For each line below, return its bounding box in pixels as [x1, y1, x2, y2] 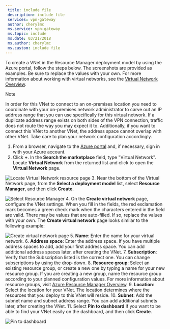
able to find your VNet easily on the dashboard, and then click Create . [5, 308, 152, 314]
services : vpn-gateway [7, 17, 56, 22]
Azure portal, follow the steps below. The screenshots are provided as [5, 65, 152, 71]
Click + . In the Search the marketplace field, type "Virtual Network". [12, 154, 156, 160]
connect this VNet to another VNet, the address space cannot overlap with [5, 128, 162, 134]
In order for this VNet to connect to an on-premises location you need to [5, 100, 157, 107]
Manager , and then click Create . [5, 186, 74, 192]
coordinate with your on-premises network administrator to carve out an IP [5, 106, 162, 112]
